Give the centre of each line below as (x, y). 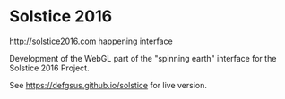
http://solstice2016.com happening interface (91, 41)
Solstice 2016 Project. (49, 68)
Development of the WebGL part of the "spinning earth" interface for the (143, 58)
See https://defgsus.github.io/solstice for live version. (108, 85)
